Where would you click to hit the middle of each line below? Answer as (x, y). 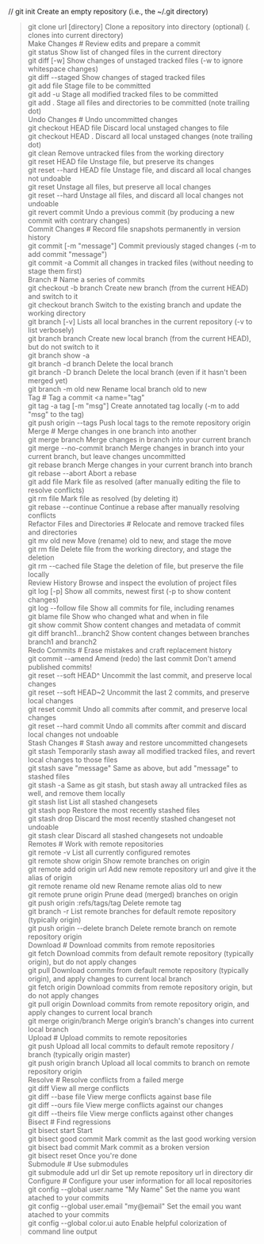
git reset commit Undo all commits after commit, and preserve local (138, 709)
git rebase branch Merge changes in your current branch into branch (140, 465)
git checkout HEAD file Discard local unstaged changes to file (128, 128)
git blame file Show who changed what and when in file (118, 616)
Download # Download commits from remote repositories (121, 945)
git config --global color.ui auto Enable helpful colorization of (127, 1223)
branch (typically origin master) (79, 1055)
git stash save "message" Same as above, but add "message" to (133, 768)
